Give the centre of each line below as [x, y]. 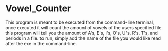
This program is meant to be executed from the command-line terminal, [80, 22]
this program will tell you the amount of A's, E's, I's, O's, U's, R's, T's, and [82, 33]
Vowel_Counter [38, 9]
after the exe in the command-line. [41, 43]
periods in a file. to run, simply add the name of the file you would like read [83, 38]
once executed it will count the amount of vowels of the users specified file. [84, 27]
